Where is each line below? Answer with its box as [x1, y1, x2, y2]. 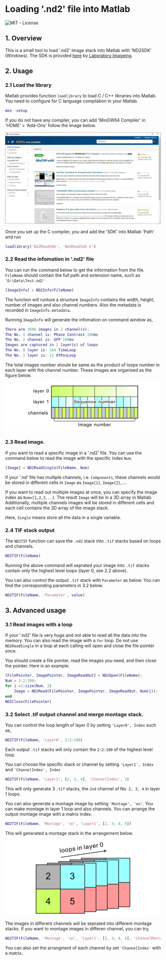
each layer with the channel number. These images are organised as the [5, 367, 152, 373]
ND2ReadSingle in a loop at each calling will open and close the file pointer [5, 643, 155, 649]
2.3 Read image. [5, 438, 45, 445]
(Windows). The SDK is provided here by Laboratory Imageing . [5, 52, 133, 58]
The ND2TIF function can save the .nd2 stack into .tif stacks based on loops [5, 538, 161, 544]
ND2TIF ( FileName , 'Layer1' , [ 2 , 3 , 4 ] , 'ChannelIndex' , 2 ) [5, 777, 129, 782]
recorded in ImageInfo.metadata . [5, 307, 71, 313]
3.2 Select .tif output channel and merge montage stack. [5, 711, 144, 718]
